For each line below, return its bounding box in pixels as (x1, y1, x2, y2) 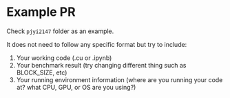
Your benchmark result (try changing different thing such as (16, 61, 187, 69)
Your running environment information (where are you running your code (16, 75, 223, 84)
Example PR (6, 4, 76, 20)
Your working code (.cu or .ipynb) (16, 53, 112, 62)
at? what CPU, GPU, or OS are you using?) (16, 83, 136, 91)
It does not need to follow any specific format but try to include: (6, 40, 187, 48)
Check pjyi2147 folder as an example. (6, 27, 114, 35)
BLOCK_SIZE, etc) (16, 68, 67, 77)
